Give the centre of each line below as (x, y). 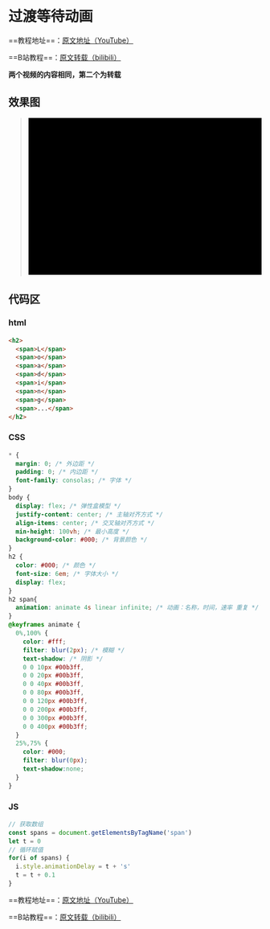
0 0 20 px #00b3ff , (53, 676)
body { (19, 498)
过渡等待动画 (51, 16)
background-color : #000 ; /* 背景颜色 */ (82, 540)
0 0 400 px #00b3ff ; (55, 726)
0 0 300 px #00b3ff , (55, 718)
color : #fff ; (45, 641)
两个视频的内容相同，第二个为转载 (65, 74)
